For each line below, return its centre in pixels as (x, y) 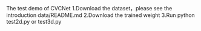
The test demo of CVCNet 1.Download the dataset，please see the (89, 8)
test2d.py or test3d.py (34, 22)
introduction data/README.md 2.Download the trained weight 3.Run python (100, 15)
